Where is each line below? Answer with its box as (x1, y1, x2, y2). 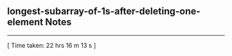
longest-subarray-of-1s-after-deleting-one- (7, 6, 201, 17)
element (7, 17, 43, 28)
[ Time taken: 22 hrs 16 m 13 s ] (7, 41, 97, 49)
